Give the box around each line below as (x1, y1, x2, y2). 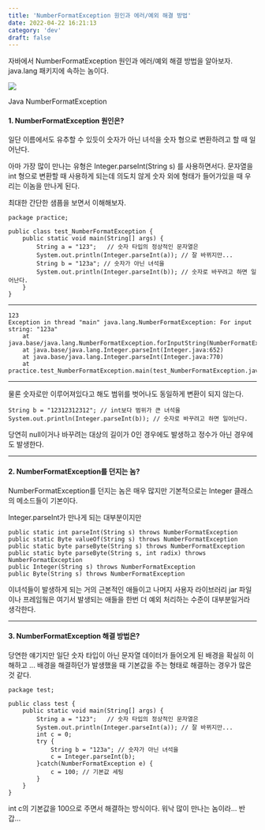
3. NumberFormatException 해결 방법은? (8, 632, 140, 641)
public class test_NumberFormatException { (8, 228, 154, 236)
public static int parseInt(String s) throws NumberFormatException (8, 528, 238, 536)
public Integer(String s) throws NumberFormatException (8, 563, 196, 571)
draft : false (8, 33, 51, 42)
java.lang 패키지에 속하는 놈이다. (8, 66, 109, 76)
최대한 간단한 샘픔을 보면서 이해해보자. (8, 198, 126, 208)
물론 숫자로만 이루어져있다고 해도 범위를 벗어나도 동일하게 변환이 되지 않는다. (8, 389, 244, 399)
